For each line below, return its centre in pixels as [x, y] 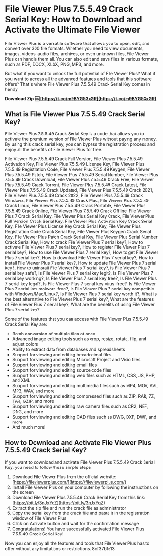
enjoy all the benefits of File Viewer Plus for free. [54, 149]
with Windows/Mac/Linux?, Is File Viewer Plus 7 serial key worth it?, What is [81, 294]
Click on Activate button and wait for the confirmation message [75, 523]
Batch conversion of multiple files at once [54, 334]
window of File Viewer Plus [39, 518]
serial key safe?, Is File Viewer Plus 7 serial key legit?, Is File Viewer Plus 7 [79, 273]
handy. [12, 89]
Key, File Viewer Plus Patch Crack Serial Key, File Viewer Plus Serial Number [81, 237]
